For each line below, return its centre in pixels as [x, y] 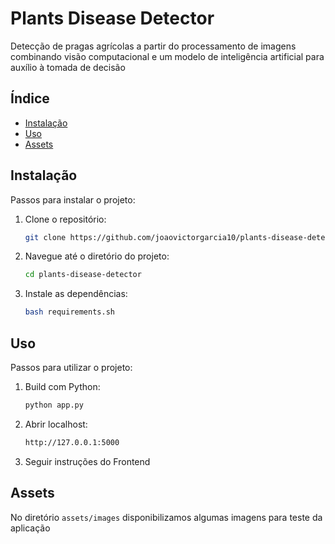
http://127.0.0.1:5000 [72, 442]
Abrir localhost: [56, 424]
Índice [30, 98]
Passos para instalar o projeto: [73, 199]
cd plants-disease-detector [83, 275]
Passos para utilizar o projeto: [71, 367]
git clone [45, 237]
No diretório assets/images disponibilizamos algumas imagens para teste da [166, 517]
